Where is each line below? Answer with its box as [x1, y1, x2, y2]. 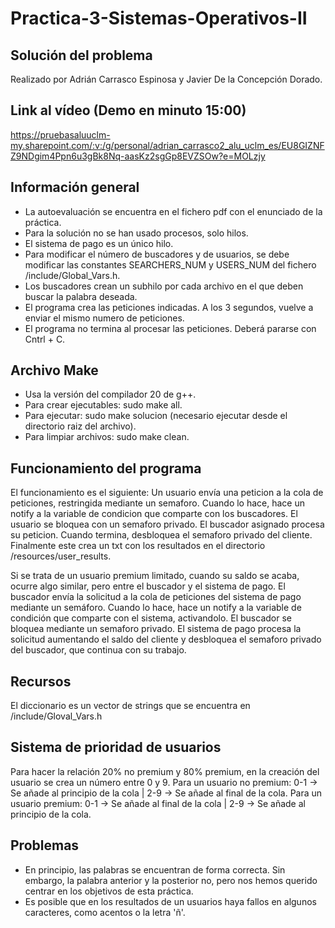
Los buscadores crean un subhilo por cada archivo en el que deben [24, 280, 304, 292]
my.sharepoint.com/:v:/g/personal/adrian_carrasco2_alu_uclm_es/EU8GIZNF [10, 139, 325, 151]
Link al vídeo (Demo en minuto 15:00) [10, 102, 247, 119]
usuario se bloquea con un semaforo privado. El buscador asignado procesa [10, 518, 325, 531]
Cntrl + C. [24, 333, 66, 345]
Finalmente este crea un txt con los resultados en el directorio [10, 540, 266, 552]
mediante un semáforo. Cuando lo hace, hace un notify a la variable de [10, 602, 302, 614]
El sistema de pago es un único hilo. [24, 237, 174, 249]
